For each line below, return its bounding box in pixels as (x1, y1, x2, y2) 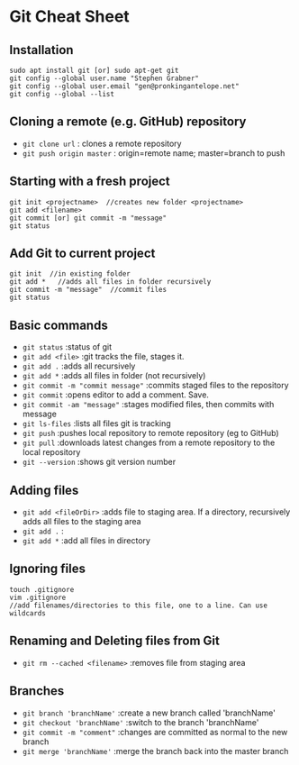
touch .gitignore (9, 585, 75, 594)
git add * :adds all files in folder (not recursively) (22, 370, 206, 381)
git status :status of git (22, 342, 113, 352)
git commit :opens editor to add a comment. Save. (22, 389, 210, 400)
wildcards (9, 608, 47, 618)
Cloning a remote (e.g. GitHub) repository (9, 114, 247, 130)
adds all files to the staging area (22, 516, 141, 527)
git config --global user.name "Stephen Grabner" (9, 74, 200, 83)
